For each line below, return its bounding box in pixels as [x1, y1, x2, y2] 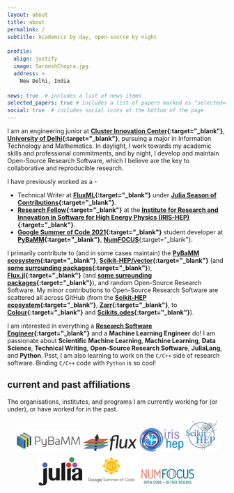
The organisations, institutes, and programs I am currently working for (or [7, 397, 218, 406]
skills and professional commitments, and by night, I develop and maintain [7, 149, 219, 157]
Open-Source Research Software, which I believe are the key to [7, 157, 190, 165]
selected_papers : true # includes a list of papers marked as [7, 100, 192, 107]
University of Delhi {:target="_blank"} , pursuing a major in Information [7, 135, 212, 142]
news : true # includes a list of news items [7, 92, 141, 99]
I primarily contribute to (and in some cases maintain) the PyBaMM [7, 249, 200, 257]
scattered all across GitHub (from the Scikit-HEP [7, 294, 147, 301]
